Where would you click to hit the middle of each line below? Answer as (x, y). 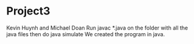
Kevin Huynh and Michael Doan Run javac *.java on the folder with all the (97, 28)
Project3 (28, 11)
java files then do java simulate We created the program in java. (86, 34)
